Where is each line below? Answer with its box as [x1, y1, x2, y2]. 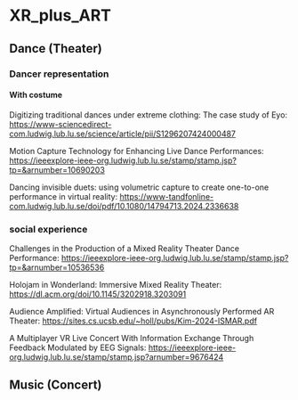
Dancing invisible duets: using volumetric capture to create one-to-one [9, 182, 270, 192]
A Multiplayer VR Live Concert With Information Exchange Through [9, 333, 254, 343]
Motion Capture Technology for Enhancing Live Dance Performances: [9, 145, 264, 156]
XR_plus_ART [9, 5, 111, 26]
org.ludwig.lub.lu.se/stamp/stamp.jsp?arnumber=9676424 [9, 352, 224, 362]
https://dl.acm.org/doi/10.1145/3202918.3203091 [9, 289, 187, 299]
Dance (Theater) [9, 41, 102, 56]
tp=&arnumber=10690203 [9, 164, 105, 175]
